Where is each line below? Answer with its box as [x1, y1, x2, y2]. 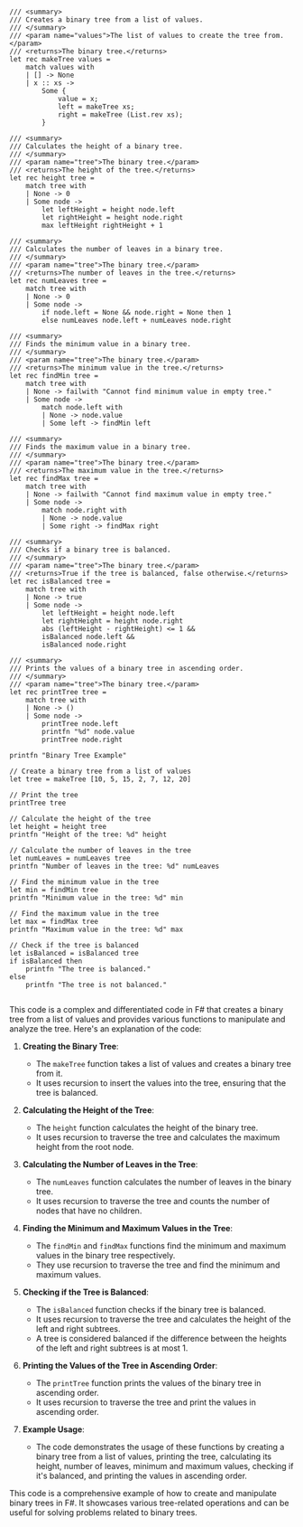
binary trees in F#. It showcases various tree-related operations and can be [9, 1497, 289, 1508]
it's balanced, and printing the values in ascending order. [35, 1470, 248, 1481]
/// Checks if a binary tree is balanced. [9, 545, 171, 554]
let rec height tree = [9, 174, 95, 183]
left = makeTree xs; [57, 102, 135, 111]
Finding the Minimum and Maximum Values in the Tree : [22, 1223, 233, 1233]
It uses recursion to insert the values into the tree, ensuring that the [35, 1078, 287, 1089]
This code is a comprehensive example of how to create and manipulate [9, 1488, 277, 1498]
